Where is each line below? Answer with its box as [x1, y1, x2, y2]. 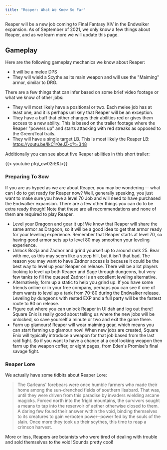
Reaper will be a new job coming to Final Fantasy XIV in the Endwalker [5, 21, 150, 27]
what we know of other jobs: [5, 94, 64, 100]
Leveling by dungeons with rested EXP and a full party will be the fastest [12, 295, 162, 301]
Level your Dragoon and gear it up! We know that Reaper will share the [12, 221, 158, 227]
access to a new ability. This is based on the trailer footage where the [12, 120, 156, 126]
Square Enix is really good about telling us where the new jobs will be [12, 311, 155, 317]
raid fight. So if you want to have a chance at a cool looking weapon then [12, 338, 163, 344]
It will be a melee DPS [12, 69, 57, 75]
